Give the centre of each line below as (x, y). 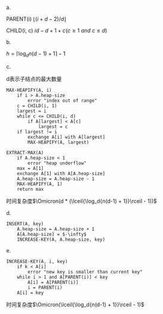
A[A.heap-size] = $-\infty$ (52, 234)
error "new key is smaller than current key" (85, 272)
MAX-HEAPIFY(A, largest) (59, 142)
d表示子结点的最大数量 (34, 79)
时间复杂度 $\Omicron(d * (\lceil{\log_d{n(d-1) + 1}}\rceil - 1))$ (81, 201)
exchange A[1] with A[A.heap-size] (61, 173)
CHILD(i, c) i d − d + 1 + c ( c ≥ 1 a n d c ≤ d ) (57, 30)
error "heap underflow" (57, 163)
